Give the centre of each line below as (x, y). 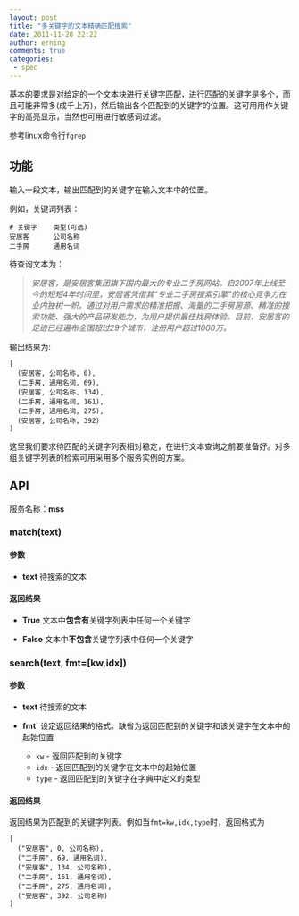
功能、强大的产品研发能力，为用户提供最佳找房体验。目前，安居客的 (164, 316)
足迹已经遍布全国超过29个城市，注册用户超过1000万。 (131, 327)
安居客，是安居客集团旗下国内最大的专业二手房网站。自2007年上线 (154, 283)
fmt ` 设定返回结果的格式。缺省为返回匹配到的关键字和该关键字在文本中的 (156, 725)
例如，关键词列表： (45, 208)
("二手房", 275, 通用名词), (65, 886)
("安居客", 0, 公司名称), (61, 849)
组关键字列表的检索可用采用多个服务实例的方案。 (99, 457)
